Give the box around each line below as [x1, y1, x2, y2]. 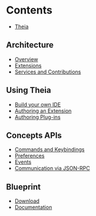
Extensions [14, 62, 42, 69]
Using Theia [6, 85, 51, 95]
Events [14, 158, 32, 165]
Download [14, 198, 40, 205]
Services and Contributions [14, 68, 81, 75]
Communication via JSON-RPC [14, 165, 90, 172]
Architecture [6, 40, 54, 50]
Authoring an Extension [14, 107, 72, 114]
